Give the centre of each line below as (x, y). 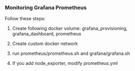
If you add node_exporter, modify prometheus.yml (65, 63)
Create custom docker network (45, 44)
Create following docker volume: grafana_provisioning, (70, 28)
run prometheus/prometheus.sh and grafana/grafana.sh (71, 54)
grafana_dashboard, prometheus (47, 34)
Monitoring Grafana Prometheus (46, 8)
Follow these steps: (25, 19)
